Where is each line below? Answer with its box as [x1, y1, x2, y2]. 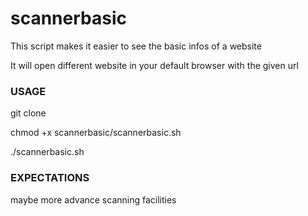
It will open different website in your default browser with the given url [10, 59, 299, 71]
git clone [10, 107, 47, 119]
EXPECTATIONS [10, 171, 90, 185]
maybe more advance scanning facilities [10, 193, 177, 206]
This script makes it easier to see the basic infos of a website [10, 40, 262, 52]
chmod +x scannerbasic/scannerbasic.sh [10, 127, 182, 139]
